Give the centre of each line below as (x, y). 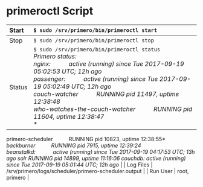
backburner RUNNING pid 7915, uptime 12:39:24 (74, 145)
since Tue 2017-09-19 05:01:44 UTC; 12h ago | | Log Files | (79, 165)
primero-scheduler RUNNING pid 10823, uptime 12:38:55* (86, 139)
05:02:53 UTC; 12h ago (67, 71)
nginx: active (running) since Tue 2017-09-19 (108, 63)
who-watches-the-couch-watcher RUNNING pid (113, 109)
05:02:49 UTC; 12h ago (77, 86)
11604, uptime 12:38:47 (69, 116)
